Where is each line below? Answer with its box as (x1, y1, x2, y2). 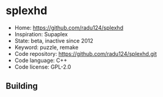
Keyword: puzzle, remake (14, 44, 79, 51)
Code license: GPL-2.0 (14, 63, 71, 71)
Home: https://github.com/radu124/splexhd (14, 24, 123, 31)
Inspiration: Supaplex (14, 30, 68, 37)
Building (5, 81, 38, 91)
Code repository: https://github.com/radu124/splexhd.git (14, 50, 157, 57)
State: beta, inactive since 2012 (14, 37, 94, 44)
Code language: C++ (14, 56, 68, 64)
